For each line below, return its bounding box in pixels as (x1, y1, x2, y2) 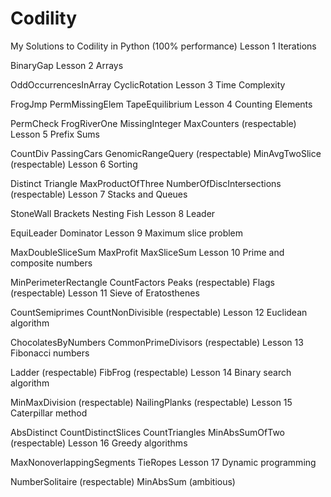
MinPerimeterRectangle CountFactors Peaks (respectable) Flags (10, 276, 275, 288)
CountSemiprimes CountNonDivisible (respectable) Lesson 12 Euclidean (10, 306, 308, 318)
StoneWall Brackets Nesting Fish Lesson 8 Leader (10, 207, 216, 219)
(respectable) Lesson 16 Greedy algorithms (10, 437, 188, 449)
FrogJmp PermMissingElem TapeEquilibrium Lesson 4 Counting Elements (10, 98, 313, 110)
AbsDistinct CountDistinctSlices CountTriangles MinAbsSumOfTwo (10, 426, 285, 438)
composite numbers (10, 257, 93, 269)
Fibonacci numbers (10, 347, 90, 359)
